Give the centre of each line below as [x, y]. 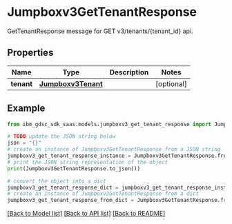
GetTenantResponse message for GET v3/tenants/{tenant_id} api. [100, 31]
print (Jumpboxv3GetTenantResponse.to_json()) [74, 169]
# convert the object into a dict [57, 181]
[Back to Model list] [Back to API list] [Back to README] [86, 214]
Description [129, 72]
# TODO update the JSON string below [61, 136]
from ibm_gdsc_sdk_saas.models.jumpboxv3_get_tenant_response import [109, 124]
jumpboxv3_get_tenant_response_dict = [63, 187]
